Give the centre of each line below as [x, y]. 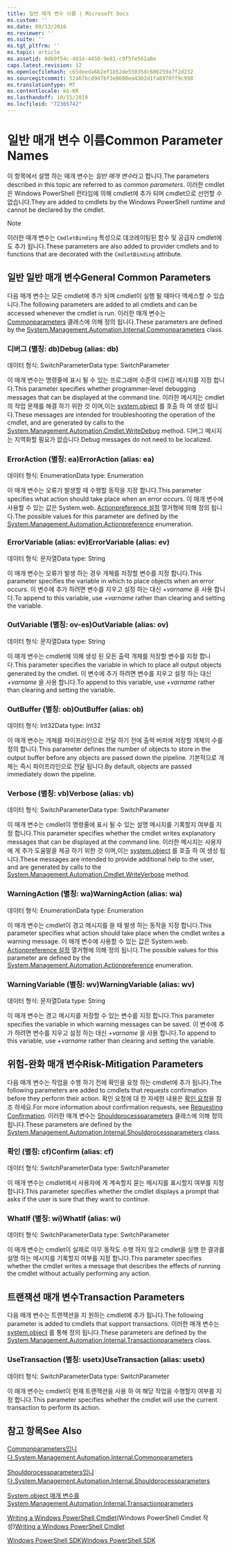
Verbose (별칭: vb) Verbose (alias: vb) [71, 794]
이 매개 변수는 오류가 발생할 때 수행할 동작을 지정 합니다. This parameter [105, 490]
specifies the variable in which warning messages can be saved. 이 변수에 [112, 1024]
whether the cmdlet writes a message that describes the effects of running [114, 1266]
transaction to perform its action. [54, 1407]
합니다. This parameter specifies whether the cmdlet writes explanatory [115, 833]
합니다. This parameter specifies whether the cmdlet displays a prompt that [113, 1191]
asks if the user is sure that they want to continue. [79, 1200]
